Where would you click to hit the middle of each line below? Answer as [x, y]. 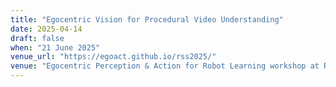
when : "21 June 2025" [55, 47]
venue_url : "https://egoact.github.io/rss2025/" [113, 57]
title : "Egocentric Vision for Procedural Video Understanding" [147, 19]
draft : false [37, 38]
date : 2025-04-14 [46, 29]
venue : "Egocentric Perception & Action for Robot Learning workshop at [165, 66]
